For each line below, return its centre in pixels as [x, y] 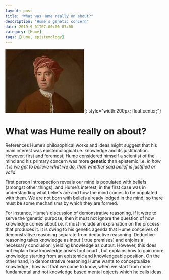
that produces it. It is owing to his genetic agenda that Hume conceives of [82, 229]
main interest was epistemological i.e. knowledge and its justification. [77, 150]
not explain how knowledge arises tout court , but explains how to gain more [84, 250]
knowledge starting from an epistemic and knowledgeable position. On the [83, 256]
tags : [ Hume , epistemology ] [35, 37]
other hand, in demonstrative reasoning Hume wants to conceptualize [78, 261]
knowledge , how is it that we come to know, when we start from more [78, 266]
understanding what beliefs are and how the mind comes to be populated [81, 192]
